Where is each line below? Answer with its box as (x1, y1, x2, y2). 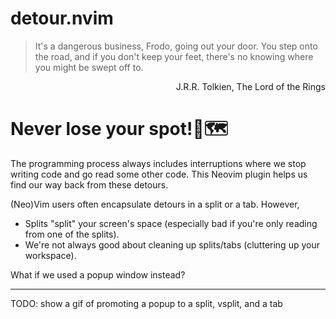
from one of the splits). (24, 228, 120, 240)
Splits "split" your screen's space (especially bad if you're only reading (24, 217, 318, 229)
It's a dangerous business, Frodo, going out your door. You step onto (34, 40, 318, 52)
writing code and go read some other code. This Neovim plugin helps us (10, 168, 308, 180)
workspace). (24, 249, 77, 261)
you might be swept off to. (34, 61, 144, 73)
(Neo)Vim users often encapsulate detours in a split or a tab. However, (10, 198, 300, 210)
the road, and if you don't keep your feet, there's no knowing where (34, 50, 314, 62)
